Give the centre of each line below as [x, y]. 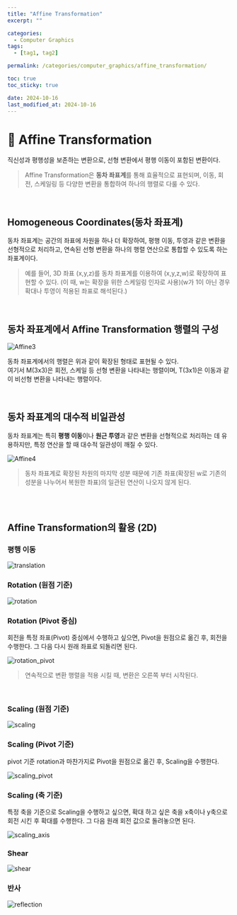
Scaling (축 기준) [35, 795]
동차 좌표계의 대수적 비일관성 [67, 417]
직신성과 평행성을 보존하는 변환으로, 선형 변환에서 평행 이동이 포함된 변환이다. [114, 160]
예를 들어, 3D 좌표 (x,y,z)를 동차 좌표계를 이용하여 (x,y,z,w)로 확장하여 [122, 273]
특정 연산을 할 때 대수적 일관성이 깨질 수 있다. [96, 444]
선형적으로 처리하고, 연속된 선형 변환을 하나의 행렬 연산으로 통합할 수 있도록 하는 [118, 249]
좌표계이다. [23, 258]
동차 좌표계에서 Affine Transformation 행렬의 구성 [113, 329]
